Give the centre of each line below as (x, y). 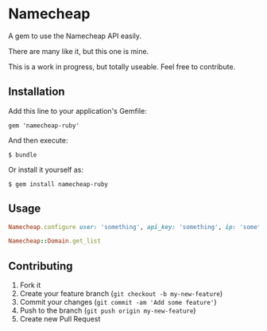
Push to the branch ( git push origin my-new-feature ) (108, 310)
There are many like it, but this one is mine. (79, 51)
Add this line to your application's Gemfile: (77, 111)
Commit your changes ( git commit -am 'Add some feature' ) (118, 302)
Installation (37, 92)
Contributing (41, 266)
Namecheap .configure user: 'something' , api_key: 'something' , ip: (122, 227)
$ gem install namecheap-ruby (58, 184)
